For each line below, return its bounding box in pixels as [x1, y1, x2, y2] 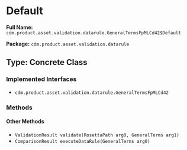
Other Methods [6, 118, 44, 125]
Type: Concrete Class [6, 57, 88, 67]
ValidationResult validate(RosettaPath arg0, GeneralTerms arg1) [14, 132, 179, 138]
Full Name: [6, 24, 33, 31]
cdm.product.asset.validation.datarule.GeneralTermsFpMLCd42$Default [6, 30, 182, 36]
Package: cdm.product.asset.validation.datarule [6, 40, 130, 47]
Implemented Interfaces [6, 75, 77, 83]
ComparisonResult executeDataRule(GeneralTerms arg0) [14, 138, 150, 144]
